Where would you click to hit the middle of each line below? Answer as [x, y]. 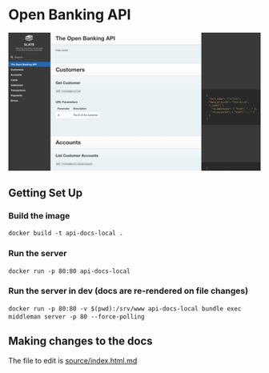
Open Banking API [70, 15]
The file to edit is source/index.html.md [73, 360]
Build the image [39, 215]
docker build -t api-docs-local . [66, 234]
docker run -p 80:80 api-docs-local [69, 271]
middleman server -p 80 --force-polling [77, 317]
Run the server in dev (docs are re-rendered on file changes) [128, 291]
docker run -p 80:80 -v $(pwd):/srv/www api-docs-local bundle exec [125, 309]
